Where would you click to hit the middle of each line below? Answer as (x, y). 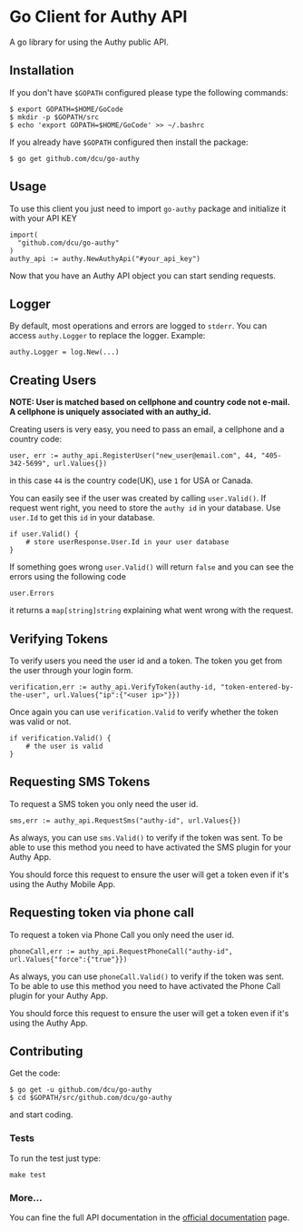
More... (26, 1197)
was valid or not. (40, 722)
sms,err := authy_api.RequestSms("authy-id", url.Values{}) (126, 821)
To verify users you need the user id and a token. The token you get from (146, 661)
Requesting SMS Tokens (80, 782)
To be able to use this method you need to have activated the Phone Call (145, 985)
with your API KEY (43, 218)
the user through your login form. (71, 670)
